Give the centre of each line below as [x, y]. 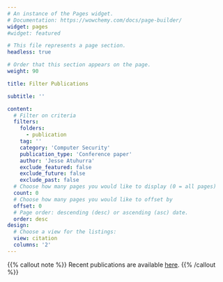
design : [18, 226]
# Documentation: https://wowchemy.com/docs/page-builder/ [95, 20]
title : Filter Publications [48, 84]
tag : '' [31, 141]
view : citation [36, 238]
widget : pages [28, 26]
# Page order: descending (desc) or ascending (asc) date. [101, 212]
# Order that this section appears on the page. [79, 65]
